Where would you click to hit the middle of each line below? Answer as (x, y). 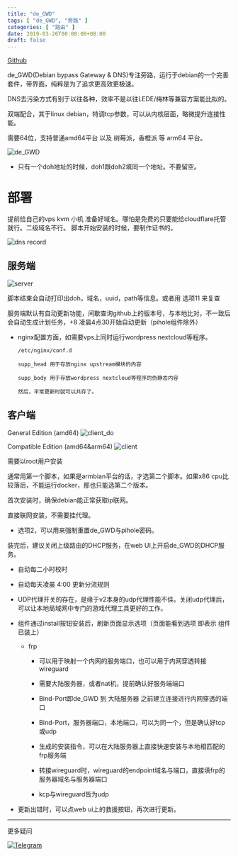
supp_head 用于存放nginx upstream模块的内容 (79, 364)
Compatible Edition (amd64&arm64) (60, 446)
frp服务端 (52, 755)
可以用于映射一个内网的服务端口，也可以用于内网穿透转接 (123, 660)
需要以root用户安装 (35, 461)
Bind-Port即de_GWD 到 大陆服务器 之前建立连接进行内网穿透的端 (133, 698)
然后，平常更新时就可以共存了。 (57, 392)
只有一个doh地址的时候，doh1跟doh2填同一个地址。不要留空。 (109, 167)
